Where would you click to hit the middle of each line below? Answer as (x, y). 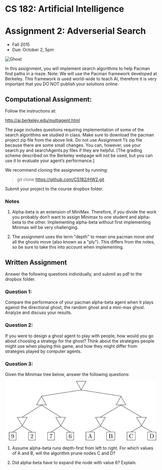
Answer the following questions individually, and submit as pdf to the (74, 274)
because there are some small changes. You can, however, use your (73, 145)
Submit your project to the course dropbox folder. (54, 189)
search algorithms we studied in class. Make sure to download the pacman (80, 135)
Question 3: (19, 364)
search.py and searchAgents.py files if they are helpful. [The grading (74, 150)
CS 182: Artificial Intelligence (65, 9)
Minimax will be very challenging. (45, 227)
